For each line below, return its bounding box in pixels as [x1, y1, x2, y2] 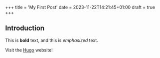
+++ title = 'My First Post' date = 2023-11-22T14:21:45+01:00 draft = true [5, 4, 156, 10]
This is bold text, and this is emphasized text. [5, 37, 98, 43]
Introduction [5, 24, 45, 32]
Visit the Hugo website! [5, 47, 53, 53]
